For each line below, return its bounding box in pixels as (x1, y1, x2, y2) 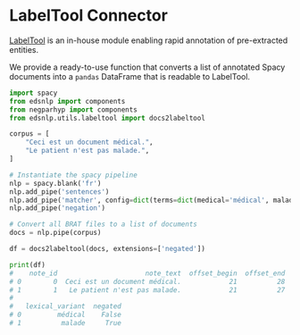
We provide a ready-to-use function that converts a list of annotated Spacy (9, 62, 286, 72)
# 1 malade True (9, 319, 122, 328)
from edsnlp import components (9, 96, 126, 105)
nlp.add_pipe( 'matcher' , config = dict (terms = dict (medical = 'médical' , (9, 196, 270, 205)
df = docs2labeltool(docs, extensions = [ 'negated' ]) (9, 245, 205, 254)
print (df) (9, 260, 46, 269)
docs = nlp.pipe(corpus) (9, 229, 102, 238)
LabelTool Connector (9, 5, 168, 26)
